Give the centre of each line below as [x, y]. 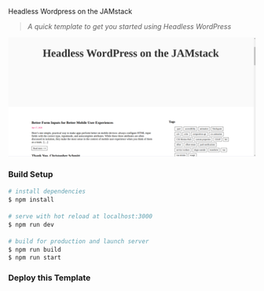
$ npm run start [35, 258]
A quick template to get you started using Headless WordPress [129, 26]
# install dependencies [47, 191]
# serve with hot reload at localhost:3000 [81, 216]
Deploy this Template [49, 278]
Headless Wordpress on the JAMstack [70, 11]
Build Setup [31, 174]
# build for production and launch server [79, 241]
